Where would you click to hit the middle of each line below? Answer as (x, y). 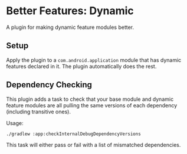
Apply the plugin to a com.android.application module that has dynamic (94, 60)
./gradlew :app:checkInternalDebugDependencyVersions (74, 134)
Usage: (15, 123)
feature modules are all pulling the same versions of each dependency (92, 105)
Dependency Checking (49, 85)
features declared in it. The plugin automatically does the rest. (81, 66)
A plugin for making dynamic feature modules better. (70, 27)
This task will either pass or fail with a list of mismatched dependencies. (93, 145)
